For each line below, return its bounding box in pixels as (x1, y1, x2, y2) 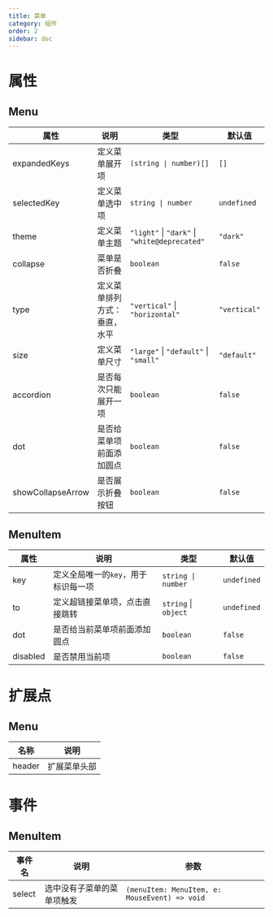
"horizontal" (129, 310, 180, 319)
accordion (12, 389, 51, 400)
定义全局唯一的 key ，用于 (52, 569, 148, 581)
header (12, 760, 41, 772)
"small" (129, 356, 160, 366)
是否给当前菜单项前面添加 (52, 624, 151, 635)
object (162, 608, 188, 617)
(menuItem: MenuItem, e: (125, 885, 222, 894)
